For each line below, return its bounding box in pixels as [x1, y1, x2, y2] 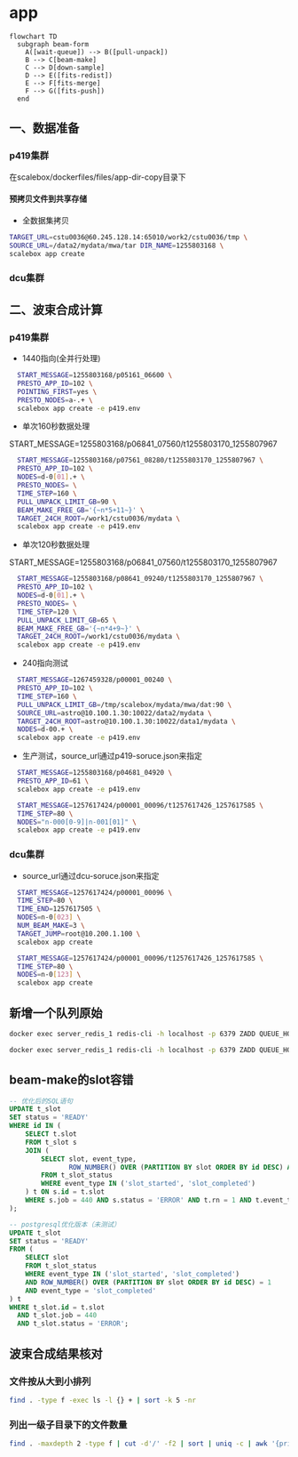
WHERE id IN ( [9, 1122, 62, 1131]
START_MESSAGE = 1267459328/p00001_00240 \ [17, 675, 173, 685]
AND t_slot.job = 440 [17, 1311, 98, 1320]
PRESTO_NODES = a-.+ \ [17, 395, 93, 405]
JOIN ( [25, 1146, 50, 1155]
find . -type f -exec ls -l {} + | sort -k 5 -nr [9, 1396, 197, 1405]
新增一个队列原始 [9, 1005, 103, 1020]
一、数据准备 [9, 121, 80, 136]
